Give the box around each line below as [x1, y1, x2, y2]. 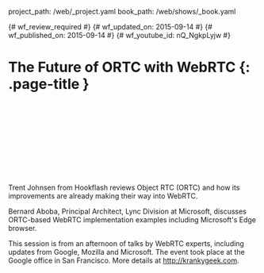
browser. [8, 223, 37, 233]
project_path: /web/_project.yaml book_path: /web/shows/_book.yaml [8, 7, 236, 16]
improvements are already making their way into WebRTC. [8, 190, 198, 201]
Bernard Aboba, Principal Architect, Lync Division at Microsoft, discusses [8, 206, 247, 216]
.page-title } [8, 75, 90, 94]
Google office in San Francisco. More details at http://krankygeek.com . [8, 256, 239, 265]
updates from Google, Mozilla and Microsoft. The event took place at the [8, 247, 246, 256]
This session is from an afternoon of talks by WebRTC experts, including [8, 238, 244, 248]
